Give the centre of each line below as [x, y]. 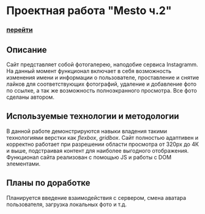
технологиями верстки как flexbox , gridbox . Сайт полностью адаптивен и [102, 137]
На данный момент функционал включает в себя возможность [89, 71]
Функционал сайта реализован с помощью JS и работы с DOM [89, 157]
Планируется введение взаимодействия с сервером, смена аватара [96, 197]
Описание [27, 50]
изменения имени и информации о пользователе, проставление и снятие [103, 77]
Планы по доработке [48, 183]
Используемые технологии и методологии [93, 116]
